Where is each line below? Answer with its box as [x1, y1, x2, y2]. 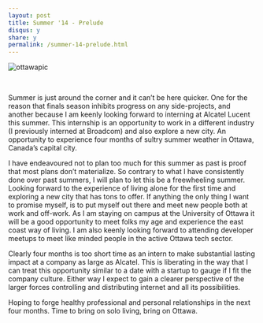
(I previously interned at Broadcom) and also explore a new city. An [8, 127, 227, 136]
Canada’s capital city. [8, 143, 77, 153]
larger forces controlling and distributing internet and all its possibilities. [8, 283, 241, 292]
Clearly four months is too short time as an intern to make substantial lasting [8, 249, 256, 258]
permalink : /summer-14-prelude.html [8, 41, 128, 49]
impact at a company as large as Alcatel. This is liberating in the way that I [8, 258, 249, 267]
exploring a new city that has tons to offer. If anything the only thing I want [8, 192, 250, 202]
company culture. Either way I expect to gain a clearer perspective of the [8, 274, 245, 284]
